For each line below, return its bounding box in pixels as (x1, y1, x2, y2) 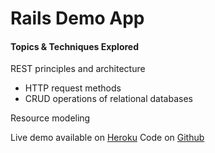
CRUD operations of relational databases (24, 93, 193, 105)
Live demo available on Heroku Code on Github (10, 132, 205, 144)
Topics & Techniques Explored (10, 40, 140, 52)
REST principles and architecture (10, 63, 146, 75)
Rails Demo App (10, 7, 145, 30)
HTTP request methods (24, 82, 122, 94)
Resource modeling (10, 112, 91, 124)
